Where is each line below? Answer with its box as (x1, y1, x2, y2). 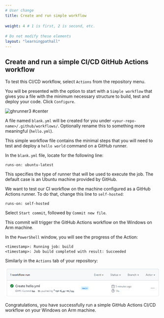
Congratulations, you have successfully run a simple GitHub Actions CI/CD (5, 302, 156, 308)
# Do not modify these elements (5, 34, 71, 39)
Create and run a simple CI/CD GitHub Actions (5, 58, 149, 66)
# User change (5, 8, 34, 13)
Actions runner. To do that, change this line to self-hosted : (5, 191, 124, 197)
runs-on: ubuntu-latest (5, 162, 54, 167)
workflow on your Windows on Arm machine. (5, 307, 97, 313)
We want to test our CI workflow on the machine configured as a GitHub (5, 186, 151, 192)
